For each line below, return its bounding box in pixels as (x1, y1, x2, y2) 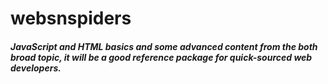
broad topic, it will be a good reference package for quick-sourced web (10, 51, 313, 63)
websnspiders (10, 7, 132, 30)
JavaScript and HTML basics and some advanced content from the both (10, 40, 318, 52)
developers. (10, 62, 62, 74)
